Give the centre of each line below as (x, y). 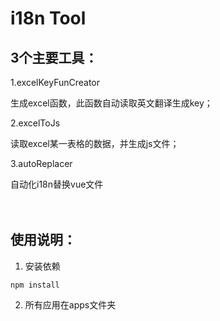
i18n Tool (48, 18)
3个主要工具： (54, 57)
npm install (35, 285)
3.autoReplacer (41, 163)
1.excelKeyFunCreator (55, 82)
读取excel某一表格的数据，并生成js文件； (95, 143)
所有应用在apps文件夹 (70, 304)
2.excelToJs (35, 123)
